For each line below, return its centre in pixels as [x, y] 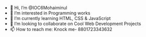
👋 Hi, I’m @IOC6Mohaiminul [39, 8]
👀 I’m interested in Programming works [50, 13]
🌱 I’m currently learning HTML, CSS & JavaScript [60, 18]
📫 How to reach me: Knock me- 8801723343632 [61, 29]
